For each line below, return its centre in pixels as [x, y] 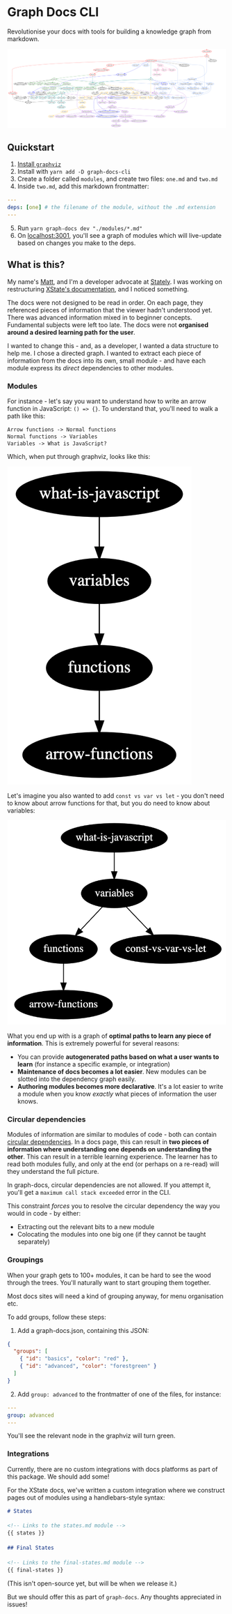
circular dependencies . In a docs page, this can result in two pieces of [108, 1142]
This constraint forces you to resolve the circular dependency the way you [114, 1206]
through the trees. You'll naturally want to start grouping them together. [109, 1282]
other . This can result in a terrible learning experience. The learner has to [112, 1157]
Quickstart [31, 147]
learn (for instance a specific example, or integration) [93, 1064]
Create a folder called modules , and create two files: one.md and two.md [117, 179]
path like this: [26, 416]
